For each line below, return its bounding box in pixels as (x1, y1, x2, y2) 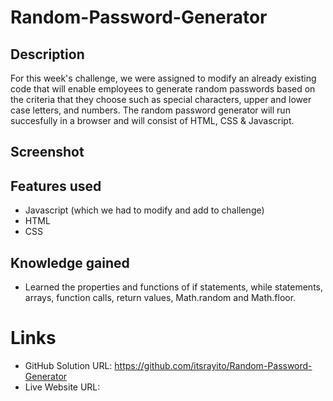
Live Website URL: (24, 381, 101, 393)
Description (10, 46, 85, 63)
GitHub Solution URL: (24, 359, 113, 371)
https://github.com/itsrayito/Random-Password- (114, 359, 313, 371)
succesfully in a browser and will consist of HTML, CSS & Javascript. (10, 115, 295, 126)
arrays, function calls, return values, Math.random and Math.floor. (24, 292, 297, 304)
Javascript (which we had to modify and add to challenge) (24, 204, 265, 216)
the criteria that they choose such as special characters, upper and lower (10, 94, 312, 105)
